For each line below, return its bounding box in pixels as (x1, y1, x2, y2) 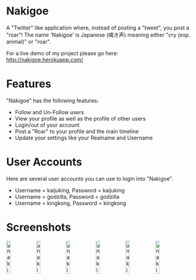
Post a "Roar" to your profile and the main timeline (14, 127, 139, 135)
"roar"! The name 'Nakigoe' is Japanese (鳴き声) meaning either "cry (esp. (6, 31, 191, 38)
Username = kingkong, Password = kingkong (14, 199, 126, 207)
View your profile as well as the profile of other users (14, 115, 146, 122)
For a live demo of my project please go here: (6, 49, 119, 56)
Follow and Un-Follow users (14, 108, 84, 115)
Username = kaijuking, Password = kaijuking (14, 186, 125, 193)
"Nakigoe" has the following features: (6, 97, 99, 104)
